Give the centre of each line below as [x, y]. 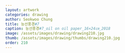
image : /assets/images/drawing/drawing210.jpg [55, 33]
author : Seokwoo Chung [29, 19]
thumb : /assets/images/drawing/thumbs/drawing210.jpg [63, 38]
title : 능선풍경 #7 [22, 24]
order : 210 [17, 43]
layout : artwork [22, 10]
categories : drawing [27, 15]
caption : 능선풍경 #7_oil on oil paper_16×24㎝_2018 [58, 29]
